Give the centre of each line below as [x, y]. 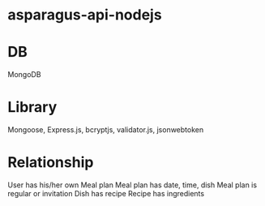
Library [32, 107]
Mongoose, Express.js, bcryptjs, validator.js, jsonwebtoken [106, 130]
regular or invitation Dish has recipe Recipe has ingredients [106, 193]
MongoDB [24, 75]
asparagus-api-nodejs [85, 15]
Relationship [51, 163]
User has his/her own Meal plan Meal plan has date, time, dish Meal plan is [132, 185]
